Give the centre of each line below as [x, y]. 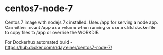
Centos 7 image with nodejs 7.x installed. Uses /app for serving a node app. [82, 22]
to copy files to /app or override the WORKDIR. [52, 32]
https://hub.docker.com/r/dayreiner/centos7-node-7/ [59, 47]
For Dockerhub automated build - [39, 42]
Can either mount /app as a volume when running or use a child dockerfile [81, 27]
